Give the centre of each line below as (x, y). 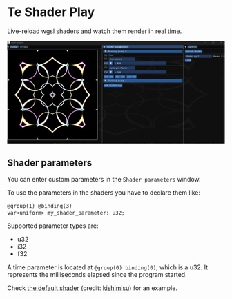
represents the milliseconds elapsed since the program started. (97, 275)
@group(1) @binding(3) (40, 206)
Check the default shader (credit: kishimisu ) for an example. (93, 288)
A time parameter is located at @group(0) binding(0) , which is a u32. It (108, 267)
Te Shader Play (51, 12)
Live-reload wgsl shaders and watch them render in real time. (95, 31)
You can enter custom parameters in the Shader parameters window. (104, 180)
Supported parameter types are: (53, 226)
